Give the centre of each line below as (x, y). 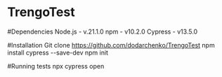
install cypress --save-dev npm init (58, 52)
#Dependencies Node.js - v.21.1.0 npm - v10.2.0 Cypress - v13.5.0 (103, 31)
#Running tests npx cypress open (56, 66)
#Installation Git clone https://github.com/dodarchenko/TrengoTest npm (111, 45)
